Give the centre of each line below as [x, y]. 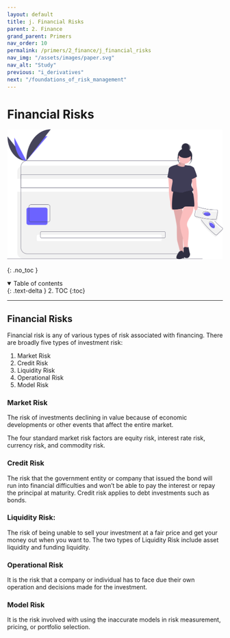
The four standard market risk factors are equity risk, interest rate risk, [106, 438]
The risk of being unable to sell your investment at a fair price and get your [112, 532]
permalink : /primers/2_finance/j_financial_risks [79, 51]
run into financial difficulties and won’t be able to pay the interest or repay [111, 485]
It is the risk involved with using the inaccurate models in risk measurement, [114, 619]
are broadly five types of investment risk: [65, 342]
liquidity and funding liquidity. [49, 547]
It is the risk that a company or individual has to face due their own [101, 580]
